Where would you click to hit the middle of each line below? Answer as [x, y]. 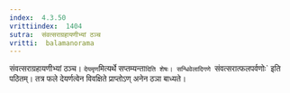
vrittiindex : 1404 [46, 26]
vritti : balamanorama [52, 43]
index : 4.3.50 [38, 18]
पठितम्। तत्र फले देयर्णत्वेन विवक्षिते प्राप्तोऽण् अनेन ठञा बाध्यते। [98, 79]
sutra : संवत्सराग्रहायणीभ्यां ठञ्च [55, 34]
